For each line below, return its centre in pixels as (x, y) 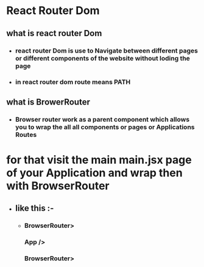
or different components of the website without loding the (103, 58)
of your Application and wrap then (94, 173)
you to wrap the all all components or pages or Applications (105, 127)
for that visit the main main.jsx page (99, 160)
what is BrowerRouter (48, 102)
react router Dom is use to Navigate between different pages (106, 51)
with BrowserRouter (58, 185)
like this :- (34, 208)
